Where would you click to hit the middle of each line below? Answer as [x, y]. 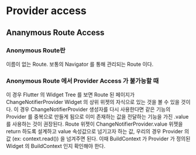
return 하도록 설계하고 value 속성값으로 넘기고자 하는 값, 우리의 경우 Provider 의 [98, 132]
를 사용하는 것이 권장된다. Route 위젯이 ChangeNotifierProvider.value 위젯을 [94, 124]
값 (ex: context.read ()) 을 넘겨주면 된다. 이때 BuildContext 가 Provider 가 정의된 [98, 139]
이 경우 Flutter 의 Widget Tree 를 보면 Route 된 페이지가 [71, 95]
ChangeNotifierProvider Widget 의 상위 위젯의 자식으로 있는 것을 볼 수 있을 [93, 102]
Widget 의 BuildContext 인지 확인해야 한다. [56, 146]
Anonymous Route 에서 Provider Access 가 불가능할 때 [82, 80]
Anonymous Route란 [36, 50]
